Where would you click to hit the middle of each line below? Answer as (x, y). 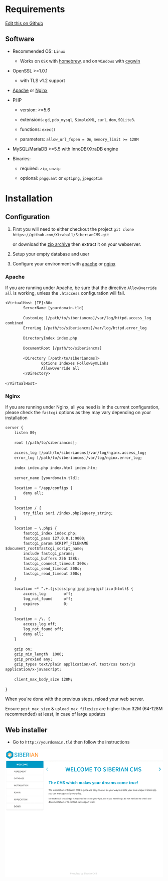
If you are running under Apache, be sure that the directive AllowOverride (81, 288)
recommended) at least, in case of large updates (55, 714)
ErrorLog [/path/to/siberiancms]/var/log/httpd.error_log (85, 328)
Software (20, 39)
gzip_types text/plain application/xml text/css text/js (75, 664)
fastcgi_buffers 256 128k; (51, 559)
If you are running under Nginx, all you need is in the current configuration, (82, 407)
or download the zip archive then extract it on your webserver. (77, 244)
